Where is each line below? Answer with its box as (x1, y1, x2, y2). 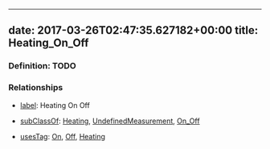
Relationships (8, 82, 63, 93)
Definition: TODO (8, 60, 76, 72)
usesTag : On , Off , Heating (19, 131, 106, 141)
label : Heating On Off (19, 100, 90, 110)
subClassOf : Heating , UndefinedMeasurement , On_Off (19, 116, 200, 126)
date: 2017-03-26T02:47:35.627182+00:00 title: (8, 23, 259, 37)
